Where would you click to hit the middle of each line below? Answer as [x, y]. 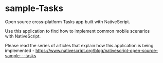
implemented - [20, 50]
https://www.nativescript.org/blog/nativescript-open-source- [97, 50]
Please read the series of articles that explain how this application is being [79, 45]
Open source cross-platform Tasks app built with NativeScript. [68, 22]
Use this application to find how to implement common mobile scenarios [77, 31]
